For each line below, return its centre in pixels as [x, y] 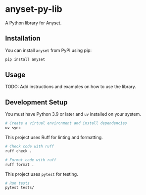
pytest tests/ [20, 188]
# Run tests [17, 183]
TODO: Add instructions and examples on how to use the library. [71, 87]
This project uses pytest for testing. [42, 174]
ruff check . [19, 151]
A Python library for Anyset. [33, 23]
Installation [23, 38]
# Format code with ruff [31, 160]
